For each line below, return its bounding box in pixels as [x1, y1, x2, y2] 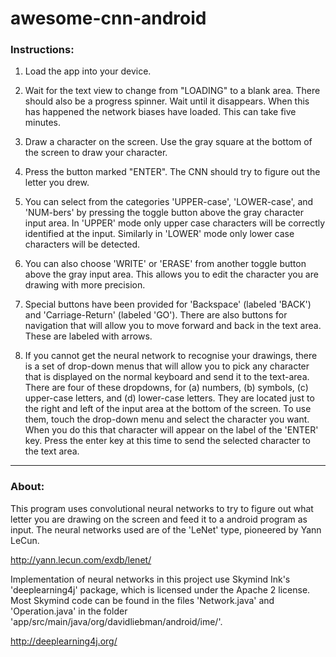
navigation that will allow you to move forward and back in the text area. [24, 320, 322, 332]
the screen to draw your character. [24, 147, 168, 159]
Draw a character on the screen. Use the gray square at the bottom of [24, 136, 313, 148]
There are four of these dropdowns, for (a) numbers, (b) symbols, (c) [24, 382, 309, 394]
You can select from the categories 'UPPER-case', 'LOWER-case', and [24, 196, 314, 208]
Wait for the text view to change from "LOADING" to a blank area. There [24, 85, 321, 97]
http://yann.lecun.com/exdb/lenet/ [10, 553, 152, 566]
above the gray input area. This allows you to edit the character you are [24, 268, 319, 281]
